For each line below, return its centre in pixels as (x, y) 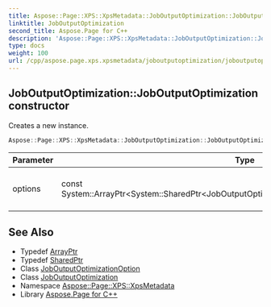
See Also (31, 232)
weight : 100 (28, 53)
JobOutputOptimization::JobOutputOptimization (133, 93)
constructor (39, 106)
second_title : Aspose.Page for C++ (68, 31)
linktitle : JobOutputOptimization (67, 23)
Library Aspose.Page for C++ (69, 294)
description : (30, 38)
